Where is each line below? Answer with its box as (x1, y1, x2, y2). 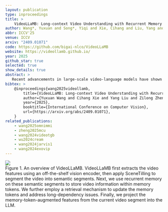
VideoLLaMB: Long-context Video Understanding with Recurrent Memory (14, 21, 162, 26)
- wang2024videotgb (14, 133, 55, 138)
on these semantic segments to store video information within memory (5, 181, 151, 187)
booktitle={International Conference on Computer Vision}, (23, 105, 149, 110)
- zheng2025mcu (14, 128, 46, 133)
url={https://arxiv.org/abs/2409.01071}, (23, 109, 111, 115)
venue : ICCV (5, 35, 30, 40)
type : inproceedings (5, 12, 48, 17)
